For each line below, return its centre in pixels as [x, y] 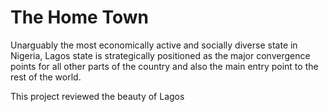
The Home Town [79, 17]
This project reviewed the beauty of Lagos [97, 96]
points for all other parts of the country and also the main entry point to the [164, 66]
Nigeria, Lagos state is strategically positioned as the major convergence [160, 55]
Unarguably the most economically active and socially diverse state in [154, 45]
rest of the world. [46, 77]
